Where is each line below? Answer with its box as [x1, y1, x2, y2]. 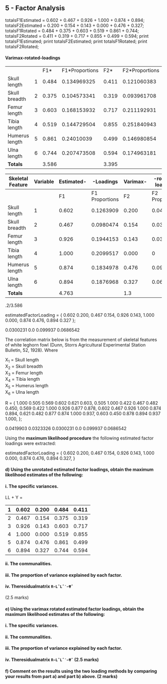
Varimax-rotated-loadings [5, 55, 61, 61]
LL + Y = [5, 494, 23, 500]
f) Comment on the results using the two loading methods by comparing [5, 668, 158, 674]
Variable [34, 178, 55, 185]
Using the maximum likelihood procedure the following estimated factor [5, 435, 154, 441]
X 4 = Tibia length [5, 376, 40, 383]
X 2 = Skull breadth [5, 363, 43, 370]
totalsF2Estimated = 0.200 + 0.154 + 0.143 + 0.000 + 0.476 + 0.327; [5, 22, 144, 28]
